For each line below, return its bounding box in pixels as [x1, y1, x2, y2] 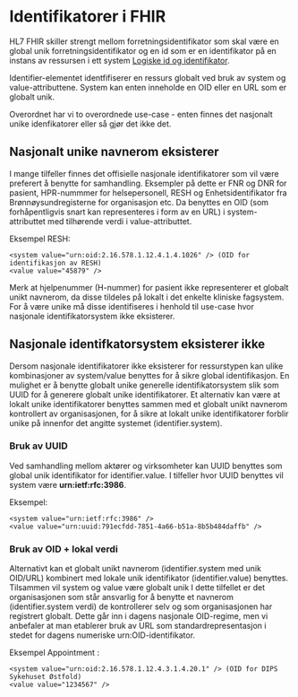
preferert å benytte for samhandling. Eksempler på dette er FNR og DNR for [9, 178, 287, 188]
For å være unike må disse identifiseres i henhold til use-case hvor [9, 301, 255, 311]
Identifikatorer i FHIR [9, 6, 166, 27]
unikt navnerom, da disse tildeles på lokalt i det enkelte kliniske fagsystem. [9, 292, 285, 302]
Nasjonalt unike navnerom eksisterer [9, 144, 219, 160]
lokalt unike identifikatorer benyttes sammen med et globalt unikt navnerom [9, 398, 288, 409]
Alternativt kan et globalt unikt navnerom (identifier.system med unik [9, 563, 262, 574]
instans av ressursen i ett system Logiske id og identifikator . [9, 55, 230, 65]
